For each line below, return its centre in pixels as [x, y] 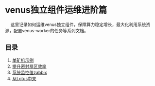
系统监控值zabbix [29, 72]
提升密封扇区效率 [29, 66]
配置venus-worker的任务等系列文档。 [51, 30]
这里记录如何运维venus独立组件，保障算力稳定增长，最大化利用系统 [78, 24]
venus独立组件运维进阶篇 [56, 10]
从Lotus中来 [24, 78]
